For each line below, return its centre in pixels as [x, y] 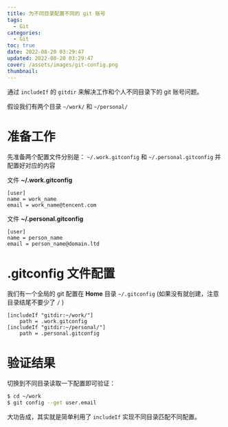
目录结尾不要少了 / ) [36, 302]
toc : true [21, 45]
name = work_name [32, 199]
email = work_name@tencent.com [52, 205]
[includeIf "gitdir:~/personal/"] [57, 328]
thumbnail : [23, 71]
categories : [24, 33]
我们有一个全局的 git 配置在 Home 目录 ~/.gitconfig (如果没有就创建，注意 [113, 294]
